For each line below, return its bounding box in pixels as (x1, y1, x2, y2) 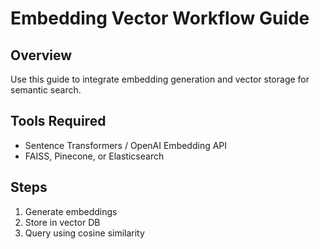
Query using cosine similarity (24, 227, 145, 239)
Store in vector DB (24, 216, 101, 228)
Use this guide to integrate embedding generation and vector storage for (10, 73, 310, 85)
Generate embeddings (24, 205, 118, 217)
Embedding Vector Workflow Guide (10, 7, 310, 30)
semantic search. (10, 84, 82, 96)
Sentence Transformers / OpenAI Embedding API (24, 139, 228, 151)
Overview (10, 47, 73, 64)
